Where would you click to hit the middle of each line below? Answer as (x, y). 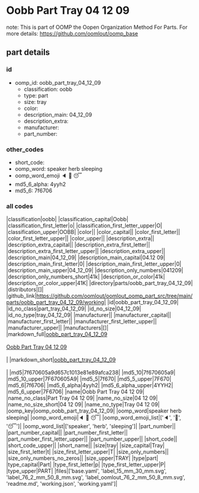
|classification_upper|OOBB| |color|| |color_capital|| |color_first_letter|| (93, 232)
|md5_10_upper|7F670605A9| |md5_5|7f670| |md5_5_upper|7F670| (89, 379)
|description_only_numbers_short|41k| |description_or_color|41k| (86, 277)
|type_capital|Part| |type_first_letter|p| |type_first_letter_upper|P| (86, 465)
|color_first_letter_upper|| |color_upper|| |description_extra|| (80, 239)
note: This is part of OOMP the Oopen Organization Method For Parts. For (97, 27)
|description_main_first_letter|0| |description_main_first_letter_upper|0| (94, 264)
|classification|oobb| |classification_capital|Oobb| (67, 219)
